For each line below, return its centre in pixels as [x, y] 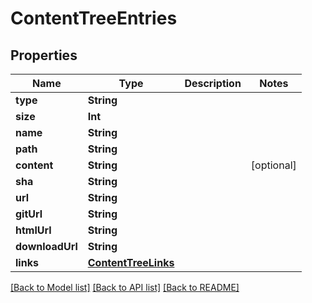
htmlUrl [33, 230]
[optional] [273, 165]
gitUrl [29, 214]
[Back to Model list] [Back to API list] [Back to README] [125, 287]
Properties [44, 55]
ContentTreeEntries [94, 18]
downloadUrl [46, 246]
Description [213, 83]
